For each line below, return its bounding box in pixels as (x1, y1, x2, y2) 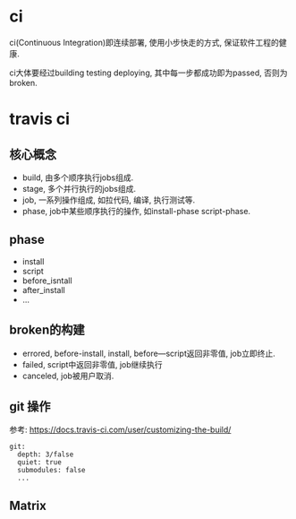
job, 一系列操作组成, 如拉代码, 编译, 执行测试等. (21, 195, 196, 205)
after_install (21, 284, 65, 295)
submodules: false (17, 466, 87, 475)
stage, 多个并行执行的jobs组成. (21, 183, 137, 194)
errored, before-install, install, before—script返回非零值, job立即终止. (21, 348, 275, 359)
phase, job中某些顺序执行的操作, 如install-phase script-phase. (21, 205, 251, 216)
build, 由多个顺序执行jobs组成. (21, 172, 134, 183)
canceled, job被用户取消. (21, 370, 114, 381)
